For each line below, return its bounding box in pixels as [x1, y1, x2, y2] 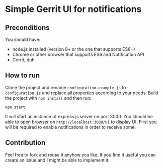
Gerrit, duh [12, 57, 35, 63]
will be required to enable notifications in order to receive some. [5, 124, 136, 130]
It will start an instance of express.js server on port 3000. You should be [5, 113, 153, 119]
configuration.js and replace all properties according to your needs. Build [5, 90, 159, 96]
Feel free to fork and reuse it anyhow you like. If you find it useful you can [5, 152, 156, 158]
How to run [5, 71, 40, 80]
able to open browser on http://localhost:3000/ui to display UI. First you [5, 119, 157, 125]
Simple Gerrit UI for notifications [5, 3, 142, 15]
